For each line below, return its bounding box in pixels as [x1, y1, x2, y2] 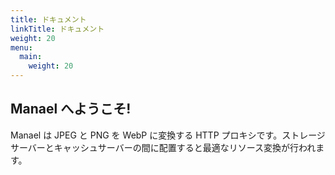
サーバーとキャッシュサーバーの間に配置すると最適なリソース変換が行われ [10, 141, 317, 153]
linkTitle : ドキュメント [10, 24, 105, 34]
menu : [10, 42, 33, 53]
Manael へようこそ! [10, 101, 132, 118]
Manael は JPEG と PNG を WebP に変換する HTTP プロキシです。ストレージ [10, 129, 326, 141]
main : [19, 52, 43, 62]
